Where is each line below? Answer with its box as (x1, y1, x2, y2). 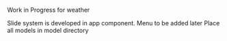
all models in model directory (7, 27, 89, 34)
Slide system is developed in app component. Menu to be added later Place (7, 19, 220, 27)
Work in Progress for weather (7, 6, 90, 14)
